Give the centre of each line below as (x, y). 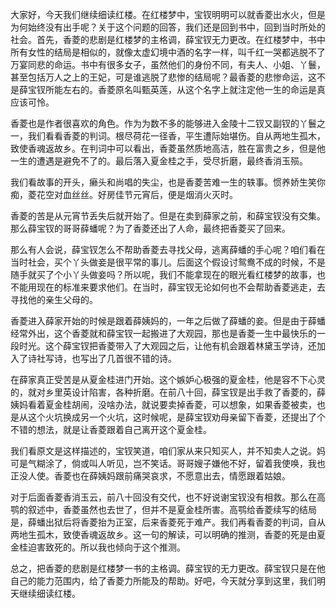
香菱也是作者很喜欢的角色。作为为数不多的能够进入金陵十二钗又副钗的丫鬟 (163, 123)
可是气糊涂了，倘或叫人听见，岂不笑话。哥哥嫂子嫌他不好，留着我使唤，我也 (168, 463)
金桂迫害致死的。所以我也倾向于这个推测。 (98, 547)
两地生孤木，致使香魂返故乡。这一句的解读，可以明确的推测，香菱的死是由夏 (168, 534)
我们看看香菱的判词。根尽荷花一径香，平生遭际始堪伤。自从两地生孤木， (176, 136)
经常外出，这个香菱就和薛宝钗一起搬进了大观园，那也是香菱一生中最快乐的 (163, 333)
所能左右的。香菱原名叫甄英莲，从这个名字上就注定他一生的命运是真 (185, 89)
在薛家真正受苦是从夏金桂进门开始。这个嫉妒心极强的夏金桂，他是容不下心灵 (168, 379)
